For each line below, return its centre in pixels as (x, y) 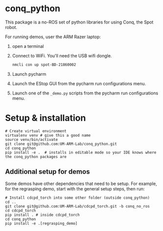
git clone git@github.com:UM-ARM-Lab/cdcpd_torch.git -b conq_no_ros (78, 206)
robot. (11, 27)
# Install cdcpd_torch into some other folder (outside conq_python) (78, 198)
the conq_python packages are (36, 157)
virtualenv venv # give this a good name (48, 135)
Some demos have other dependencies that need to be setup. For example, (81, 184)
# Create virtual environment (36, 131)
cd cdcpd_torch (21, 210)
